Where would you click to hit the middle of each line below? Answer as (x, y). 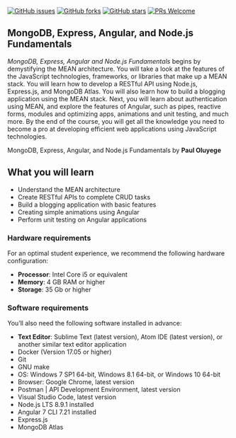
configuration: (28, 260)
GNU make (33, 367)
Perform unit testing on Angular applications (82, 219)
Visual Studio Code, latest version (67, 397)
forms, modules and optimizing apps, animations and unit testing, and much (118, 114)
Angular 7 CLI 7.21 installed (57, 412)
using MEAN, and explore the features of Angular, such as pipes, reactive (114, 106)
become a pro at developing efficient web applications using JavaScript (112, 129)
